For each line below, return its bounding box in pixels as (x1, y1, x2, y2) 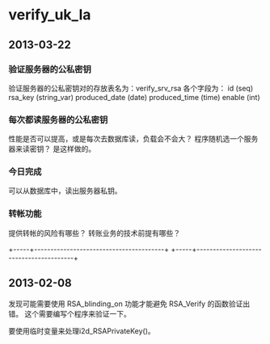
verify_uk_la (8, 6, 91, 24)
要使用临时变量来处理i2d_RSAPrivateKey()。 (8, 325, 155, 336)
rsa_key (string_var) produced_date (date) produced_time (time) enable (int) (8, 92, 260, 102)
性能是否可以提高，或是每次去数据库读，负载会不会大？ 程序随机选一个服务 (8, 134, 259, 144)
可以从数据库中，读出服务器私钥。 (8, 186, 122, 195)
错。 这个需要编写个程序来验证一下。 (8, 308, 131, 318)
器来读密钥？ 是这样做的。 (8, 144, 95, 154)
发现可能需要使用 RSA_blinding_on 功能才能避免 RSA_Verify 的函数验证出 (8, 299, 251, 308)
